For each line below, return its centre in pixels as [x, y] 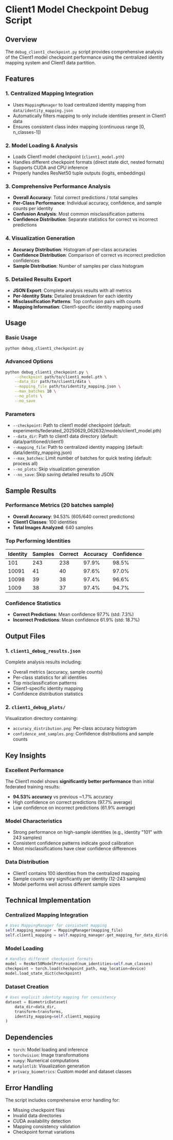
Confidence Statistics [33, 603]
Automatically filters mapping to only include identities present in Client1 [89, 116]
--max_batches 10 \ [36, 391]
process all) [25, 464]
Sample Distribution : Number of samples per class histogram [78, 266]
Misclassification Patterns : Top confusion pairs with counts [77, 301]
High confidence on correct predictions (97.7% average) [73, 802]
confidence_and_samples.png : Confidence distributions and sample [83, 734]
